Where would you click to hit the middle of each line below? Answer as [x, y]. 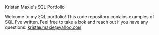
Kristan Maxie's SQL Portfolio [35, 7]
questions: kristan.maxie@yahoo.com [43, 27]
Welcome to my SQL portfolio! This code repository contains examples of [79, 17]
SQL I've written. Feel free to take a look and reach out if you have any [77, 22]
